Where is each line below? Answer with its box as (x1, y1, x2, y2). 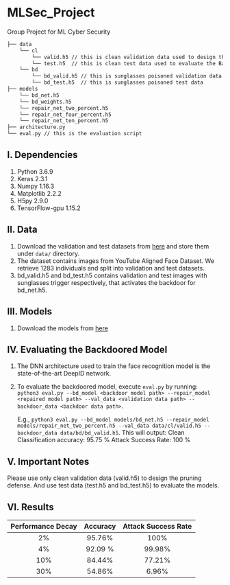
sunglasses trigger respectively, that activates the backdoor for (16, 278, 196, 286)
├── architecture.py (7, 124, 66, 131)
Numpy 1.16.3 (16, 182, 55, 190)
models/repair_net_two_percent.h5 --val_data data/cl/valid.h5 (16, 422, 202, 430)
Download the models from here (16, 324, 108, 332)
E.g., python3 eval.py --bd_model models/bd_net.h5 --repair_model (16, 415, 210, 424)
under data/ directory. (16, 249, 80, 257)
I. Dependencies (7, 149, 78, 161)
